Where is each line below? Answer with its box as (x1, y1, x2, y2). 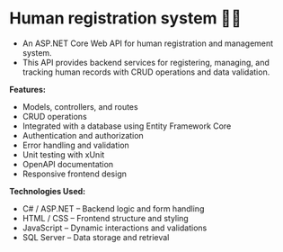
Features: (9, 84, 47, 94)
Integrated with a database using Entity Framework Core (22, 121, 232, 131)
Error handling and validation (22, 139, 130, 150)
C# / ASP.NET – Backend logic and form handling (22, 202, 205, 214)
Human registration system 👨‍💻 (9, 8, 242, 29)
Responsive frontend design (22, 168, 128, 179)
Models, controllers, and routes (22, 101, 138, 112)
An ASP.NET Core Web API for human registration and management (22, 38, 274, 49)
